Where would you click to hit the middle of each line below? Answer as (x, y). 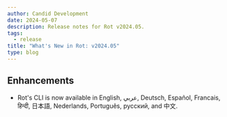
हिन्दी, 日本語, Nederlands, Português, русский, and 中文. (97, 106)
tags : (15, 33)
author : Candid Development (48, 14)
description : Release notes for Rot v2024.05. (76, 26)
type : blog (23, 53)
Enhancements (41, 81)
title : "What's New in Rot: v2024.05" (63, 46)
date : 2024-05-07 (32, 20)
